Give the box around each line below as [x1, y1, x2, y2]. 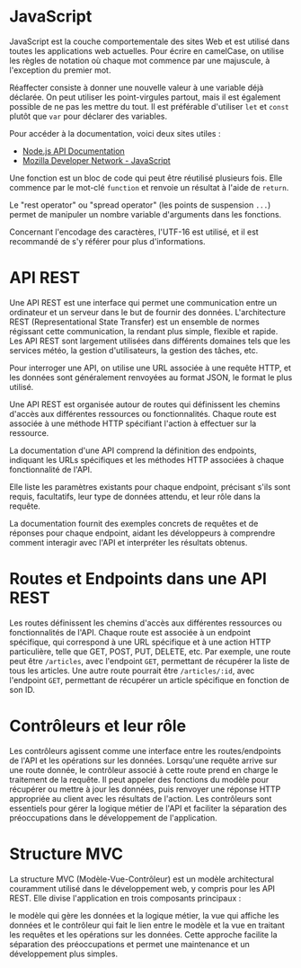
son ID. [9, 684, 36, 695]
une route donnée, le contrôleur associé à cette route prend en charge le [9, 764, 279, 775]
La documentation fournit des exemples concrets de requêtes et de [9, 518, 259, 528]
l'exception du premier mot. [9, 65, 111, 75]
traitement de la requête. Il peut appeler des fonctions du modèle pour [9, 774, 270, 785]
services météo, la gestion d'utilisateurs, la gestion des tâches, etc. [9, 344, 259, 356]
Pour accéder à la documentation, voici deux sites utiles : [9, 128, 221, 138]
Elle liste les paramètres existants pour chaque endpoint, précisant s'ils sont [9, 481, 291, 492]
